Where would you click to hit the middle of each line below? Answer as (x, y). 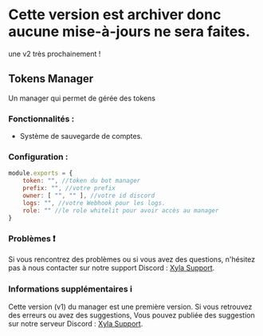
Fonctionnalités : (41, 119)
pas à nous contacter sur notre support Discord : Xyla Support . (112, 267)
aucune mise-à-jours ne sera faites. (130, 32)
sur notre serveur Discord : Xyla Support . (76, 324)
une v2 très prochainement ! (55, 53)
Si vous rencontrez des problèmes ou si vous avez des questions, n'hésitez (132, 259)
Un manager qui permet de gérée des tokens (82, 98)
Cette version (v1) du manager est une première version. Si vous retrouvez (130, 307)
